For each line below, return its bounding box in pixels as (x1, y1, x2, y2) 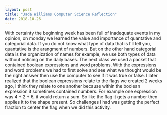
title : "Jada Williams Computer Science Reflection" (5, 12, 117, 17)
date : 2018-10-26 (5, 16, 41, 21)
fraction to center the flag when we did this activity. (5, 104, 111, 110)
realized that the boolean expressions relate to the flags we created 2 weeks (5, 78, 162, 84)
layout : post (5, 7, 32, 12)
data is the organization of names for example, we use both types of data (5, 51, 156, 57)
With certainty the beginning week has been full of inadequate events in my (5, 30, 161, 36)
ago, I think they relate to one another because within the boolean (5, 83, 141, 89)
